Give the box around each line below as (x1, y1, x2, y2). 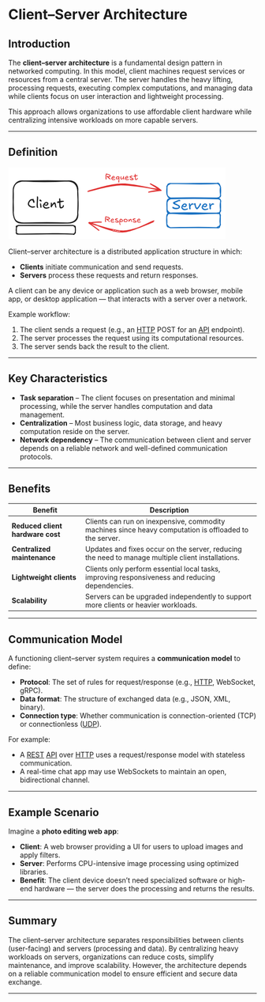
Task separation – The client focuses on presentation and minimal (19, 393, 235, 403)
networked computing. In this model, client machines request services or (8, 66, 245, 76)
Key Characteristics (8, 372, 108, 385)
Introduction (8, 37, 71, 51)
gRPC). (19, 686, 43, 695)
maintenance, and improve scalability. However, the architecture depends (8, 960, 247, 970)
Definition (8, 146, 58, 159)
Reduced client (11, 520, 63, 531)
